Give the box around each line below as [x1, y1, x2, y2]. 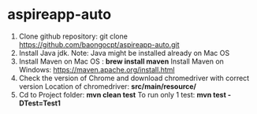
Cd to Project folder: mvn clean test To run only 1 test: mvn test [18, 90, 226, 99]
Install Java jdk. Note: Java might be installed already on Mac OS [18, 48, 230, 57]
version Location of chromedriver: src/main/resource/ [18, 81, 197, 91]
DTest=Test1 [18, 98, 61, 108]
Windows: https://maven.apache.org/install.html [18, 64, 175, 74]
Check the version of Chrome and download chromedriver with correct [18, 73, 250, 83]
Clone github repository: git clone [18, 31, 128, 41]
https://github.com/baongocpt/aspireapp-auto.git [18, 39, 180, 49]
